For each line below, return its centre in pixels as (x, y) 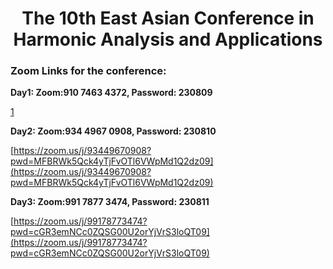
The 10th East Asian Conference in (168, 18)
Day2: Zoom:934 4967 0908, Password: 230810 (113, 131)
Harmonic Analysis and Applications (168, 39)
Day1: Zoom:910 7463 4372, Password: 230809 (111, 93)
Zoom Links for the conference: (88, 71)
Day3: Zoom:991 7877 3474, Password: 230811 (110, 202)
